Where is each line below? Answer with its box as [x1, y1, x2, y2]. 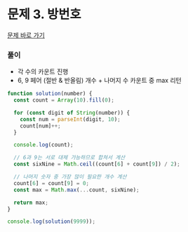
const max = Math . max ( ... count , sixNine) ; [13, 186, 140, 193]
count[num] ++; [20, 122, 61, 130]
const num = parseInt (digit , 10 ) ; [20, 116, 121, 123]
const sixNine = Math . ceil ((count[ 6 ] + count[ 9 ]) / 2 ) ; [13, 161, 180, 168]
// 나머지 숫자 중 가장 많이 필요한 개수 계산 [13, 173, 127, 181]
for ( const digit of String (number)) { [13, 109, 130, 116]
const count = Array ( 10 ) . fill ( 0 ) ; [13, 97, 114, 104]
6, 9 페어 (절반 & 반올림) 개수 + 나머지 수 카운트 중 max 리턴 [17, 76, 182, 85]
